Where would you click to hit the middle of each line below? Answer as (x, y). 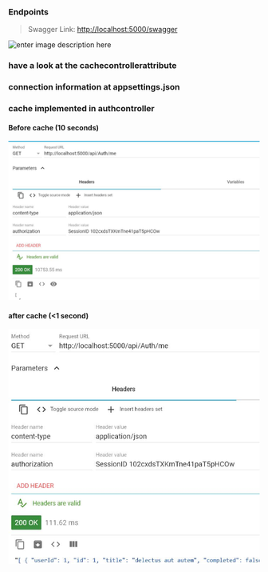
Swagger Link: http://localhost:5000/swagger (102, 30)
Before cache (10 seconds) (54, 127)
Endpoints (29, 12)
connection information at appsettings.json (95, 87)
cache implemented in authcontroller (81, 109)
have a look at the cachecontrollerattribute (93, 66)
